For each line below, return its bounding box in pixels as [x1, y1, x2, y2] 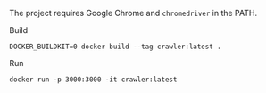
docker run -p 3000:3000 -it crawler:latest [9, 75, 178, 84]
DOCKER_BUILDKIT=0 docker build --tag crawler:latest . [9, 42, 221, 51]
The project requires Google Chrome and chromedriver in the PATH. [9, 8, 257, 18]
